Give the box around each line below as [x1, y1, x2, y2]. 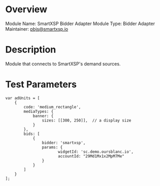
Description [5, 44, 56, 56]
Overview [5, 4, 48, 15]
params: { [41, 145, 63, 150]
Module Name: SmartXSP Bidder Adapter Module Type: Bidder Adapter [5, 20, 155, 27]
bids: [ [24, 131, 40, 136]
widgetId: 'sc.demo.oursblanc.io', [58, 149, 134, 154]
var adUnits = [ [5, 96, 40, 101]
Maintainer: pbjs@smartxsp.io [5, 26, 68, 32]
